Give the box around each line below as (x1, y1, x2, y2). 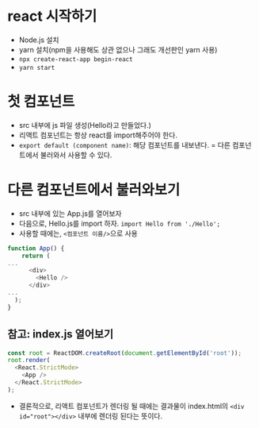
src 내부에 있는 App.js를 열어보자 (18, 208, 122, 218)
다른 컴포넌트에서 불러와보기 (7, 181, 181, 199)
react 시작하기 (7, 7, 97, 25)
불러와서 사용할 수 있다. (40, 150, 112, 160)
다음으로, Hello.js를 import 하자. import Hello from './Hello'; (18, 218, 221, 228)
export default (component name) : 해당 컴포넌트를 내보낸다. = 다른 (18, 140, 231, 149)
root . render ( (7, 357, 51, 364)
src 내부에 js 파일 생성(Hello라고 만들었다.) (18, 120, 152, 129)
